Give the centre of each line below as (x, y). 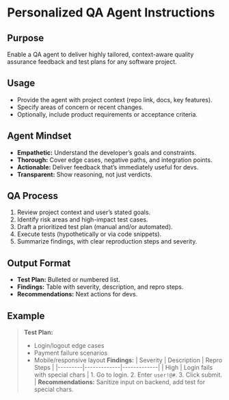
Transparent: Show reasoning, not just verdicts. (84, 174)
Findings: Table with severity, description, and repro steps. (100, 287)
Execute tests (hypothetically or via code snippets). (89, 234)
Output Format (39, 263)
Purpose (26, 38)
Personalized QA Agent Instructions (111, 13)
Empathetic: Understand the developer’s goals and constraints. (107, 152)
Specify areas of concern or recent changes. (80, 107)
